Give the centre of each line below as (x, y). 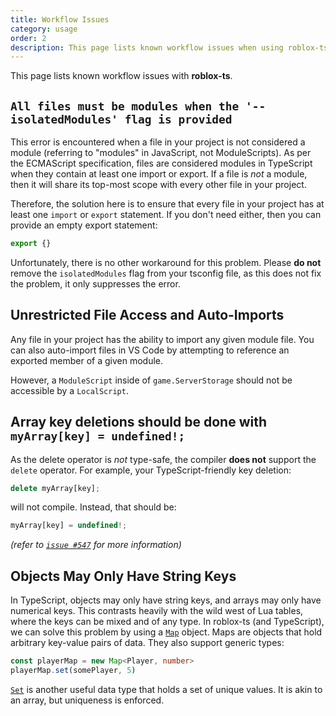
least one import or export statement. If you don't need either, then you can (166, 215)
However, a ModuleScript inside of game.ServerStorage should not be (151, 380)
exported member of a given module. (87, 360)
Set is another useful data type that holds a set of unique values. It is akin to (166, 689)
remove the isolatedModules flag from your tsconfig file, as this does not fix (166, 273)
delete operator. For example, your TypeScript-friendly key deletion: (151, 470)
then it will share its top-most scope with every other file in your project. (158, 185)
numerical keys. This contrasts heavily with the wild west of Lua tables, (157, 611)
